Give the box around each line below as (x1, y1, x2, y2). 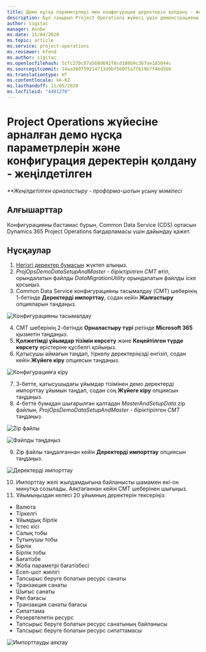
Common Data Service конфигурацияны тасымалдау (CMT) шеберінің (15, 287, 197, 295)
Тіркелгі (15, 510, 37, 517)
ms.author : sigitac (7, 54, 57, 61)
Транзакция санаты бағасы (15, 601, 87, 609)
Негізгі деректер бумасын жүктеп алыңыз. (15, 261, 128, 269)
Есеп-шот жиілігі (15, 568, 60, 576)
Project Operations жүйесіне (7, 115, 158, 129)
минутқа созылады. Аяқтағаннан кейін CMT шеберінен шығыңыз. (15, 485, 188, 492)
